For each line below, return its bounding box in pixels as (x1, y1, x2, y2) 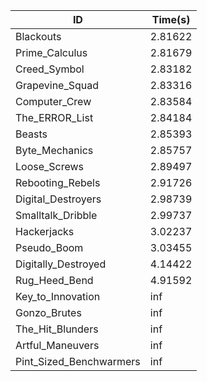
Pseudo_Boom (15, 241, 84, 254)
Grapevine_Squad (15, 79, 100, 92)
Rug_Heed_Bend (15, 274, 94, 287)
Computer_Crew (15, 95, 92, 108)
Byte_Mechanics (15, 144, 94, 157)
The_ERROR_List (15, 111, 94, 124)
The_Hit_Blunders (15, 322, 99, 336)
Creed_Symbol (15, 62, 85, 76)
